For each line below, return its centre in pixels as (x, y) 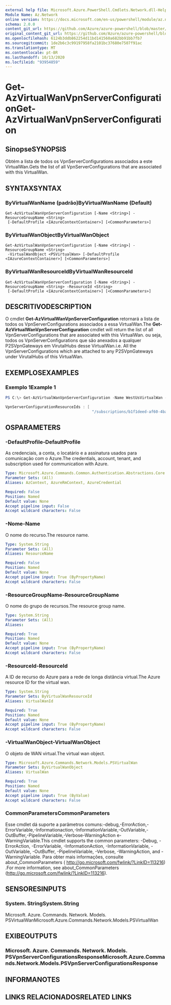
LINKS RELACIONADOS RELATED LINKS (68, 997)
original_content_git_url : (34, 34)
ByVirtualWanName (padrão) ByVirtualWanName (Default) (79, 203)
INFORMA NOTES (33, 980)
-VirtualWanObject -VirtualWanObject (53, 742)
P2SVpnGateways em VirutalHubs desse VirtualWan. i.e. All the (71, 346)
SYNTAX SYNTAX (34, 188)
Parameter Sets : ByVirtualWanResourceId (49, 697)
